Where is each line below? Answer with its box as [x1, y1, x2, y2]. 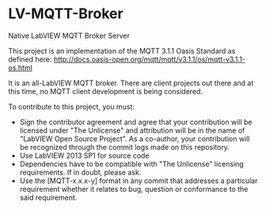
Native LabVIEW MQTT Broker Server [8, 31, 131, 40]
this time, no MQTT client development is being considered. [8, 86, 203, 96]
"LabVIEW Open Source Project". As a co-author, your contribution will [19, 133, 250, 143]
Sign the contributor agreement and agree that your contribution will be [19, 117, 253, 126]
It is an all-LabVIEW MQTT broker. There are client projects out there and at [8, 78, 254, 88]
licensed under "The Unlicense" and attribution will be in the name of [19, 126, 245, 135]
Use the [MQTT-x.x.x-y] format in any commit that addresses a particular [19, 175, 258, 186]
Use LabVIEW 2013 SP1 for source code [19, 151, 150, 160]
